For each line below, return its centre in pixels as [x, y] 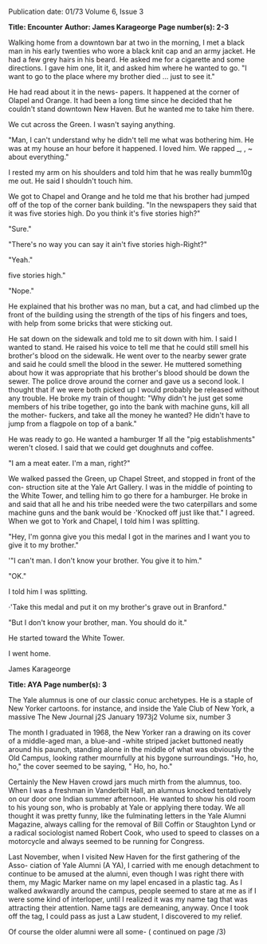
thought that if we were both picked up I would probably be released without [134, 390]
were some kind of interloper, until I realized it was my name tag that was [128, 899]
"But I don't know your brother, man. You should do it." [98, 622]
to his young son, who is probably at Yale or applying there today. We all [127, 807]
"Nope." [21, 291]
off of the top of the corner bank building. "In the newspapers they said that [133, 205]
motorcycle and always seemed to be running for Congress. [106, 841]
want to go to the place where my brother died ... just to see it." [112, 76]
